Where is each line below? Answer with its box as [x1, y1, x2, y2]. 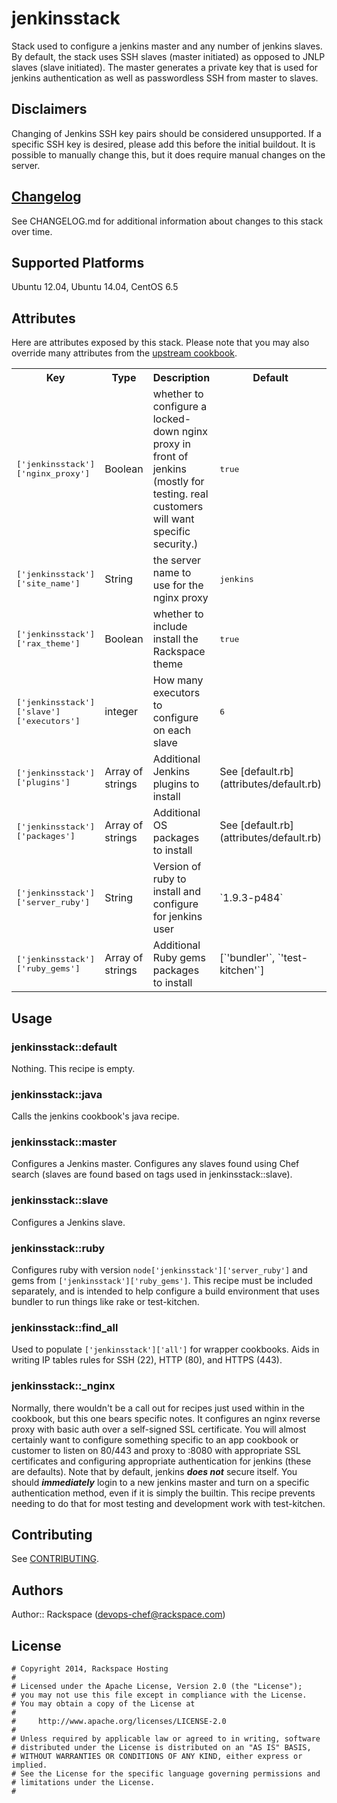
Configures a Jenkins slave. [11, 1216, 126, 1228]
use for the [152, 578, 204, 592]
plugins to [152, 777, 200, 791]
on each [152, 723, 192, 737]
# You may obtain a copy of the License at [11, 1699, 196, 1709]
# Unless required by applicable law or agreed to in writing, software [11, 1734, 321, 1744]
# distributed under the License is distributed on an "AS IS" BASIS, [11, 1743, 312, 1753]
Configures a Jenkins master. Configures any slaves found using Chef [11, 1158, 300, 1170]
